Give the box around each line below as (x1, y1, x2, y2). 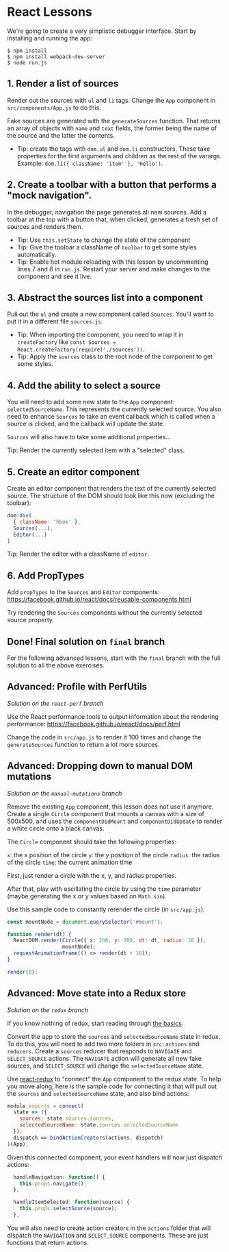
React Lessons (7, 4, 92, 20)
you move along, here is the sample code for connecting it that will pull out (7, 1082, 217, 1090)
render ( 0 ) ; (7, 968, 38, 975)
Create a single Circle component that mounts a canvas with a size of (7, 809, 205, 818)
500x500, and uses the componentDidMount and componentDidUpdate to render (7, 817, 223, 825)
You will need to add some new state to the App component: (7, 398, 175, 406)
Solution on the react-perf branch (7, 699, 104, 707)
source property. (7, 616, 55, 624)
